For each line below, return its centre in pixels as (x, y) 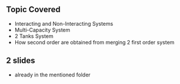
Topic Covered (33, 10)
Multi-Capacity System (42, 30)
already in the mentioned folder (52, 75)
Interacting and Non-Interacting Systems (64, 23)
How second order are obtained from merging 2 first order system (94, 42)
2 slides (21, 61)
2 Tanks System (34, 36)
